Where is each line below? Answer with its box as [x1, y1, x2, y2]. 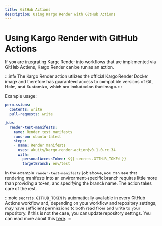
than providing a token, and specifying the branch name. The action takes [5, 180, 152, 186]
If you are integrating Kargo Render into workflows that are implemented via [5, 59, 156, 65]
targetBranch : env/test [22, 161, 70, 166]
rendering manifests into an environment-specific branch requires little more [5, 175, 157, 181]
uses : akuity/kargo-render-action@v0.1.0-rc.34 [17, 148, 116, 153]
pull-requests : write [9, 112, 53, 117]
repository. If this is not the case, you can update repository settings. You [5, 210, 151, 216]
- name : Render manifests [14, 143, 66, 148]
